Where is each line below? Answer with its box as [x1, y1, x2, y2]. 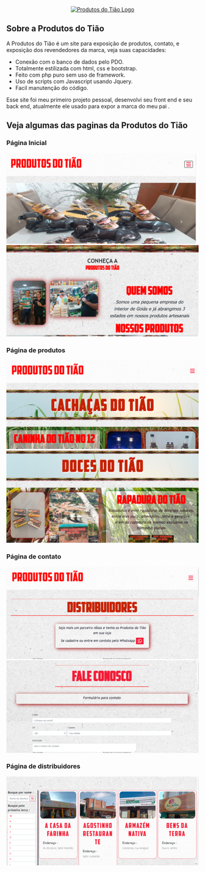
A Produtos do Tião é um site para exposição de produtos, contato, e [6, 40, 180, 47]
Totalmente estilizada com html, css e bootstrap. [15, 64, 137, 72]
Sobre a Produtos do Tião [6, 23, 105, 34]
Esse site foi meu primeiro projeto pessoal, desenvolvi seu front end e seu [6, 96, 192, 103]
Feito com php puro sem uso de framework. [15, 71, 126, 78]
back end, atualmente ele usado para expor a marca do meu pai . [6, 102, 170, 110]
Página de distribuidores [6, 762, 81, 771]
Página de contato [6, 552, 62, 560]
